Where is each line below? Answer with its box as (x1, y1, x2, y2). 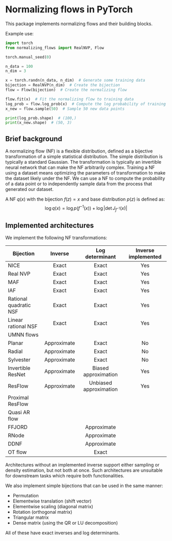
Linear (8, 317, 23, 324)
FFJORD (8, 423, 28, 431)
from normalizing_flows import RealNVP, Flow (5, 45, 104, 50)
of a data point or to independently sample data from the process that (5, 181, 153, 187)
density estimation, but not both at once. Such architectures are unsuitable (5, 467, 163, 473)
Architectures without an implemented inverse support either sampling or (5, 462, 160, 468)
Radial (8, 348, 23, 355)
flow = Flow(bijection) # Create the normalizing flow (5, 87, 127, 93)
